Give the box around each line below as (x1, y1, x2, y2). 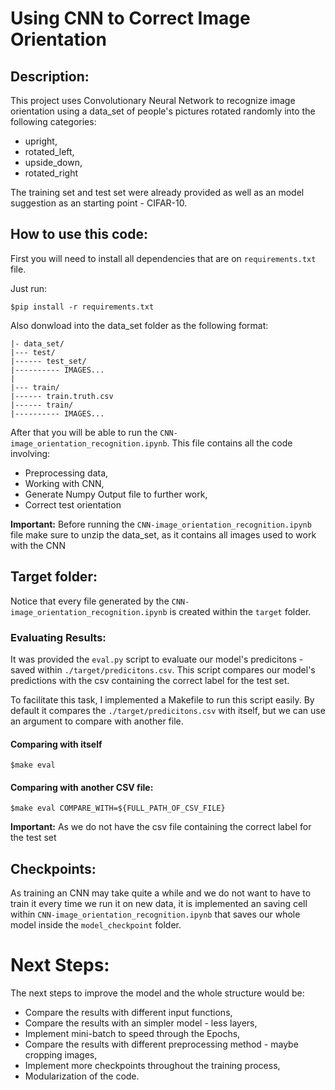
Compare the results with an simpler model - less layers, (24, 1017, 258, 1029)
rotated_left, (24, 146, 75, 157)
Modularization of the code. (24, 1070, 140, 1082)
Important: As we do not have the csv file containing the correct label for (10, 821, 312, 833)
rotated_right (24, 167, 79, 179)
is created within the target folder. (169, 605, 312, 617)
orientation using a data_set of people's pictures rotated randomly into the (10, 105, 316, 117)
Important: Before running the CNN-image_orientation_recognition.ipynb (10, 518, 312, 530)
